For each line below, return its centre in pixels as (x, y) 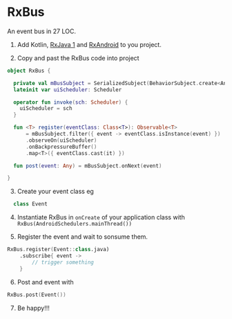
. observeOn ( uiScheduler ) (61, 140)
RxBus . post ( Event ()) (37, 295)
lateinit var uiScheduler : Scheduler (68, 90)
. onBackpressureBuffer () (61, 147)
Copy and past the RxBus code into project (78, 58)
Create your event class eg (56, 192)
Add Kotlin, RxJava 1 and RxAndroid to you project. (89, 44)
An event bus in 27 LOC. (41, 31)
